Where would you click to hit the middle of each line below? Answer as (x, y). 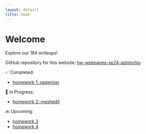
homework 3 (25, 121)
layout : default (22, 10)
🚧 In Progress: (20, 92)
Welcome (25, 39)
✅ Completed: (20, 72)
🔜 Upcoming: (19, 111)
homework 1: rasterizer (36, 82)
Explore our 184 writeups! (31, 53)
